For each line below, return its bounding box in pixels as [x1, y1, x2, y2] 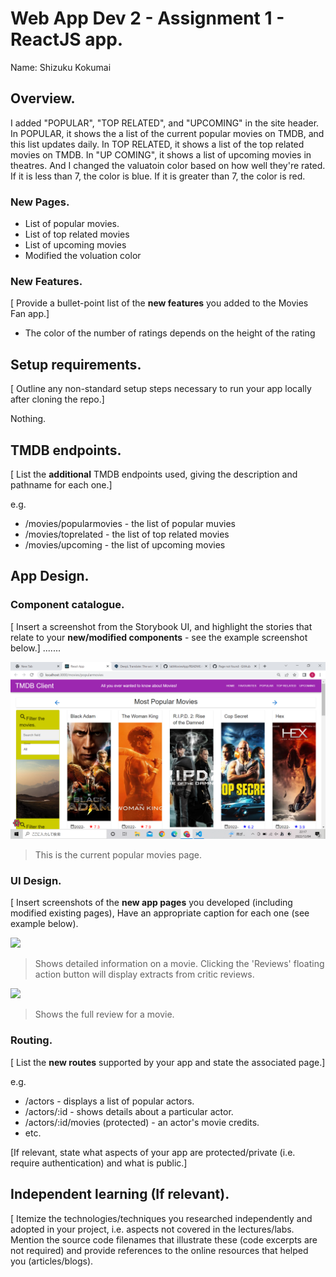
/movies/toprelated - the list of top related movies [24, 528, 230, 540]
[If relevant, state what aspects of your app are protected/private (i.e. [10, 1146, 296, 1158]
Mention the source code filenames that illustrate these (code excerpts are [10, 1233, 318, 1246]
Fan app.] [10, 308, 50, 320]
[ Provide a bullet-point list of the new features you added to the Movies [10, 297, 309, 309]
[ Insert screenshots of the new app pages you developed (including [10, 897, 293, 909]
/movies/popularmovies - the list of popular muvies [24, 517, 236, 529]
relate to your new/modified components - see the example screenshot [10, 631, 308, 643]
